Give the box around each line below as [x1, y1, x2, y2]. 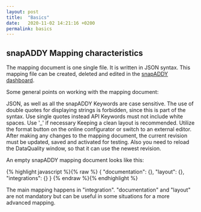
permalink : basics [6, 25, 52, 32]
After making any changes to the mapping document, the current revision [6, 132, 188, 139]
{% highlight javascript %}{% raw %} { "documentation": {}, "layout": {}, [6, 168, 185, 175]
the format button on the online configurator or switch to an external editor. [6, 126, 192, 133]
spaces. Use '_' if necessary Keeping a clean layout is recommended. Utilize [6, 119, 195, 126]
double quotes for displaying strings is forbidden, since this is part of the [6, 107, 186, 114]
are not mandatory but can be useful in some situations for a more [6, 193, 170, 200]
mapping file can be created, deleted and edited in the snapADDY [6, 70, 169, 78]
